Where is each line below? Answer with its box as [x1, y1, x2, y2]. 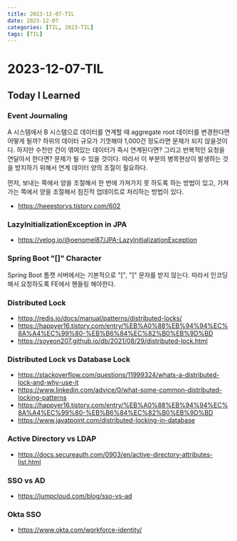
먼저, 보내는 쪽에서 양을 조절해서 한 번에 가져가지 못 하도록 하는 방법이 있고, [7, 179, 216, 187]
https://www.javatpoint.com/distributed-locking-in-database [17, 416, 196, 425]
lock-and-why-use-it [17, 378, 79, 387]
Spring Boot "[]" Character [7, 254, 102, 264]
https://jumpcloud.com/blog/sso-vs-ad [17, 491, 132, 500]
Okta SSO [7, 509, 41, 519]
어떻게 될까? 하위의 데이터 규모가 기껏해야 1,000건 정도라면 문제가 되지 [7, 137, 204, 145]
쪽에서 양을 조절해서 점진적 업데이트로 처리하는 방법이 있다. [20, 187, 184, 196]
